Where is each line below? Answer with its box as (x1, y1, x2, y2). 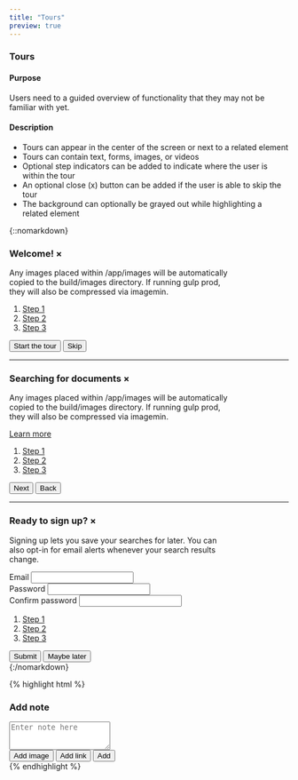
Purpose (9, 73, 42, 84)
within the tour (21, 170, 75, 180)
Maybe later (47, 651, 87, 661)
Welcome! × (9, 247, 63, 259)
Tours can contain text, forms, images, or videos (21, 151, 200, 162)
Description (9, 122, 54, 133)
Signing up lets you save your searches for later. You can (9, 535, 217, 545)
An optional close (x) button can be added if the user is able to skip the (21, 179, 282, 190)
